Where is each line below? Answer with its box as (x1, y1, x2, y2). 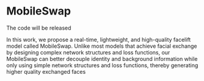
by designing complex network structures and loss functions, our (6, 48, 170, 56)
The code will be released (6, 24, 71, 31)
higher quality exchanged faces (6, 68, 86, 75)
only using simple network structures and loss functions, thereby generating (6, 62, 199, 69)
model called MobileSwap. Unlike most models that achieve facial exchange (6, 42, 197, 50)
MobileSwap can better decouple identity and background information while (6, 55, 198, 62)
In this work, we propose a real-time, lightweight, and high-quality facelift (6, 36, 191, 43)
